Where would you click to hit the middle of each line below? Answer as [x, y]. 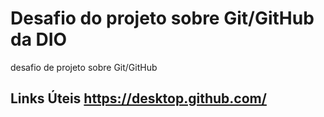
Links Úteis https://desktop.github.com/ [138, 98]
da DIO [39, 39]
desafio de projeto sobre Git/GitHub [84, 67]
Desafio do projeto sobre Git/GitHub [162, 18]
